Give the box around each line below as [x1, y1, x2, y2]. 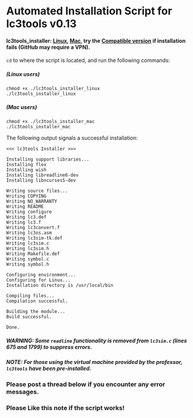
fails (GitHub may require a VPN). [6, 43, 91, 50]
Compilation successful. [6, 298, 68, 304]
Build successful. [6, 314, 52, 320]
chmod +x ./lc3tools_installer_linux [6, 86, 100, 92]
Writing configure [6, 209, 52, 215]
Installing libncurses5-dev [6, 178, 76, 184]
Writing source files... [6, 188, 68, 194]
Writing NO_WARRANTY [6, 199, 58, 205]
